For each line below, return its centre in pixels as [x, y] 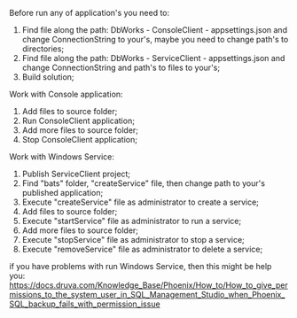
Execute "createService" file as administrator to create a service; [141, 202]
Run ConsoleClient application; [78, 120]
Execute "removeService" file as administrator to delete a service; [142, 249]
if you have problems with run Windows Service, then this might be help [141, 266]
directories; [43, 49]
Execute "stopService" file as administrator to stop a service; [133, 240]
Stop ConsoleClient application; [79, 140]
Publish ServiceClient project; [76, 174]
